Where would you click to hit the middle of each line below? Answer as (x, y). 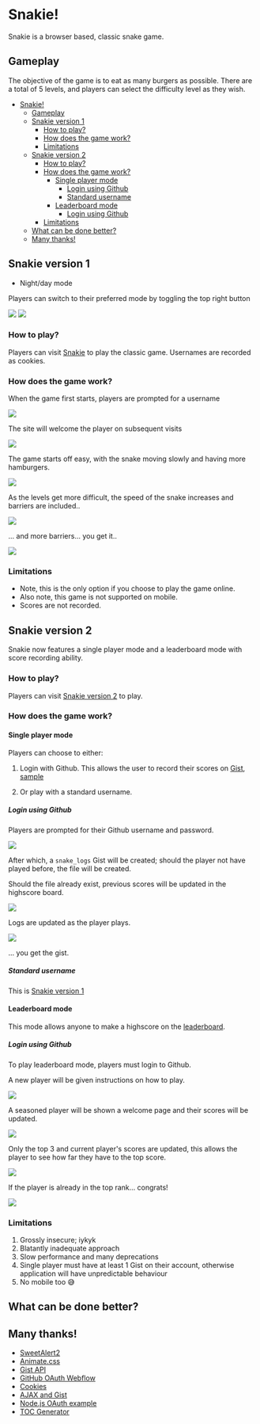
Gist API (32, 1370)
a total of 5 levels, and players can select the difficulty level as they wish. (127, 89)
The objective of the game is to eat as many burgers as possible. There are (130, 80)
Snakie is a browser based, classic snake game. (86, 36)
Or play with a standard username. (76, 792)
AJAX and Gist (43, 1395)
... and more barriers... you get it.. (62, 536)
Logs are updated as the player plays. (70, 922)
